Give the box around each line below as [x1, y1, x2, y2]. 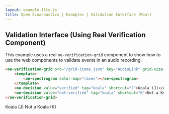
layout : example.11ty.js [5, 7, 57, 13]
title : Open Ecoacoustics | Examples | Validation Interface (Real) [5, 12, 152, 17]
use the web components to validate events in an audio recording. [5, 57, 142, 63]
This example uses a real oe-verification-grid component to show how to [5, 52, 161, 58]
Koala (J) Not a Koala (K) [5, 104, 56, 110]
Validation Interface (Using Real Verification [5, 31, 146, 39]
